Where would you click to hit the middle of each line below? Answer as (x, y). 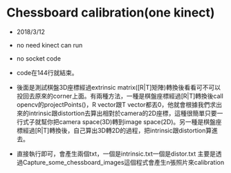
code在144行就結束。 (47, 72)
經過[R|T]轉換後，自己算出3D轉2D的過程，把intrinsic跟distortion (114, 130)
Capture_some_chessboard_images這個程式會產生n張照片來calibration (123, 162)
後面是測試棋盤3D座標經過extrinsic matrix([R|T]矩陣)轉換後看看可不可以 (118, 87)
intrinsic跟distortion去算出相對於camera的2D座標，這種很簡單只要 (123, 113)
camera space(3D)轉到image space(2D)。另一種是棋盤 (137, 121)
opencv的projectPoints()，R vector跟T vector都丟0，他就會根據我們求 (116, 104)
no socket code (39, 58)
